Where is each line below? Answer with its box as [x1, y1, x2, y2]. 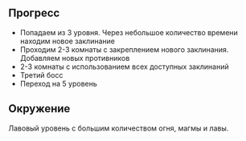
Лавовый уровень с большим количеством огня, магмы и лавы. [8, 123, 229, 133]
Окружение [8, 102, 71, 115]
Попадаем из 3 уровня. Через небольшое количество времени [19, 27, 239, 37]
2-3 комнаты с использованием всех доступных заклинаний [19, 62, 229, 71]
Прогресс [8, 6, 60, 20]
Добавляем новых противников [19, 53, 130, 62]
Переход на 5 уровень [19, 79, 98, 88]
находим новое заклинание [19, 36, 115, 46]
